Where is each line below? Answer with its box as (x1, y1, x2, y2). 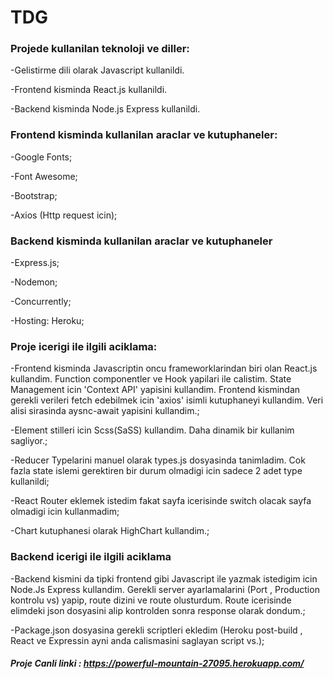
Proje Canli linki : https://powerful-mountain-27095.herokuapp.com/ (10, 657, 305, 670)
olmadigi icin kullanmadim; (10, 506, 120, 518)
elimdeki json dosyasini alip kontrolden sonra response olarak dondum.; (10, 604, 306, 616)
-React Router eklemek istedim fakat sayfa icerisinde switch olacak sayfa (10, 495, 312, 507)
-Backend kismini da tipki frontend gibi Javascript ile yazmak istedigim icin (10, 572, 318, 585)
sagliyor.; (10, 435, 48, 447)
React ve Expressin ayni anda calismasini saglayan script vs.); (10, 634, 265, 646)
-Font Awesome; (10, 170, 78, 182)
